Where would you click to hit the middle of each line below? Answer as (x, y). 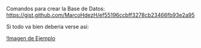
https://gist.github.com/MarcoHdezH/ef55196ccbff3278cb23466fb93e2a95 (100, 15)
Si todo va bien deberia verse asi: (48, 27)
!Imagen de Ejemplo (31, 38)
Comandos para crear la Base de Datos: (56, 9)
